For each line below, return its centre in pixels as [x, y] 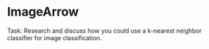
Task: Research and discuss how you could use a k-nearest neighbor [104, 31]
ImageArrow [43, 12]
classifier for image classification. [54, 37]
